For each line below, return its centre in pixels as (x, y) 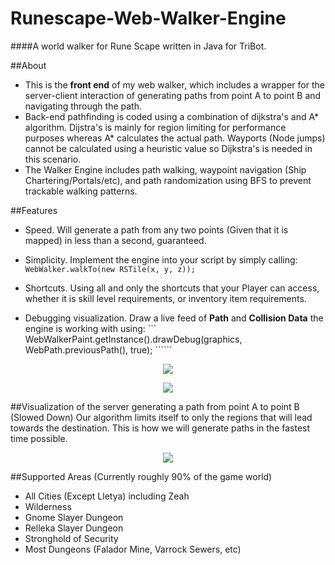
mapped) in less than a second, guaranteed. (115, 240)
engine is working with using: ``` (90, 328)
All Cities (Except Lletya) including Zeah (107, 496)
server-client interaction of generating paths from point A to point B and (173, 95)
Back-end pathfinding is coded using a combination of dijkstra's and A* (171, 116)
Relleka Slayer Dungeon (74, 528)
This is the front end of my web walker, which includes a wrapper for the (174, 84)
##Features (34, 210)
